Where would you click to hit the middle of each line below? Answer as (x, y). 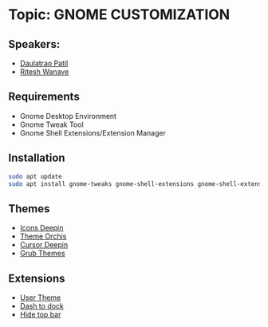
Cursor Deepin (44, 245)
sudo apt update (35, 176)
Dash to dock (41, 306)
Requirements (44, 97)
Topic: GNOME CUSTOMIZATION (119, 15)
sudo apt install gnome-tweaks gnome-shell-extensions (101, 184)
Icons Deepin (41, 228)
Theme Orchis (43, 236)
